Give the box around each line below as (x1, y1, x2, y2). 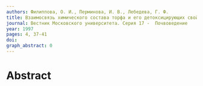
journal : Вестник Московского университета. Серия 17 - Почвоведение (6, 20, 188, 26)
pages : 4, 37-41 (6, 31, 47, 38)
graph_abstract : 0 (6, 43, 53, 49)
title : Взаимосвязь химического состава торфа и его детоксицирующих (6, 15, 185, 21)
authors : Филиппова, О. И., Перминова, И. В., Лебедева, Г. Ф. (6, 8, 169, 15)
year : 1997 (6, 25, 34, 32)
